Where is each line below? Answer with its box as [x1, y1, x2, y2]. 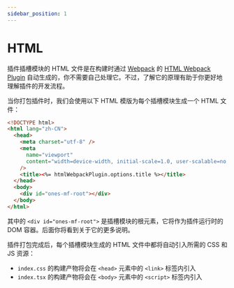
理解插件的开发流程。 [7, 82, 68, 90]
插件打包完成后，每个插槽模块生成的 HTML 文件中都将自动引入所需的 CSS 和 [7, 240, 228, 248]
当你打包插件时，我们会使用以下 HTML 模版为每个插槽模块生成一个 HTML [7, 96, 219, 105]
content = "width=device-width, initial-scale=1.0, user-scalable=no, [25, 158, 230, 165]
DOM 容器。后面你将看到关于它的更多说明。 [7, 225, 134, 234]
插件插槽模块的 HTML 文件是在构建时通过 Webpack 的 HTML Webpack [7, 64, 211, 73]
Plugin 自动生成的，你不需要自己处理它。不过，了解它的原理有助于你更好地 [7, 73, 223, 81]
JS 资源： [7, 249, 35, 257]
